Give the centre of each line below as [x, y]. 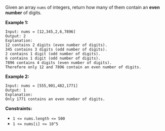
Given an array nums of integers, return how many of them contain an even [83, 7]
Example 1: [17, 23]
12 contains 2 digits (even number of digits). [56, 45]
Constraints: [19, 108]
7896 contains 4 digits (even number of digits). [59, 63]
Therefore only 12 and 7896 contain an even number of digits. [73, 67]
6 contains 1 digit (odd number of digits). [53, 58]
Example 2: [17, 76]
